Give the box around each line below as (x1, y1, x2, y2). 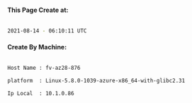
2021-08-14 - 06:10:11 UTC (7, 28, 87, 35)
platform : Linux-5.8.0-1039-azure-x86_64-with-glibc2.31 (7, 78, 186, 85)
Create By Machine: (7, 42, 67, 51)
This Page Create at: (7, 6, 69, 14)
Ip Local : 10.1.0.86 (7, 90, 74, 97)
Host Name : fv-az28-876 (7, 64, 81, 72)
